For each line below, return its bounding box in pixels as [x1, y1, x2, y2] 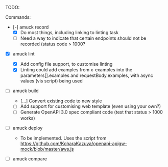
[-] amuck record [12, 24, 49, 30]
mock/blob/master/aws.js [20, 146, 74, 152]
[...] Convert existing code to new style [20, 98, 102, 104]
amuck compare [12, 155, 47, 162]
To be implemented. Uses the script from [20, 135, 107, 141]
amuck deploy [12, 125, 43, 131]
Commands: [5, 14, 31, 20]
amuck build [12, 88, 39, 94]
